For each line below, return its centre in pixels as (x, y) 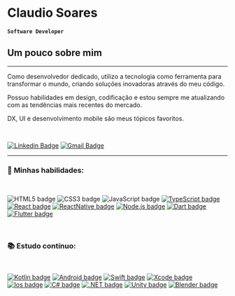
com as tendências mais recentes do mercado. (75, 105)
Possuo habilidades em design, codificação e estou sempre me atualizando (116, 97)
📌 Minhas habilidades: (45, 170)
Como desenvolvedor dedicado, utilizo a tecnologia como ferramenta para (114, 76)
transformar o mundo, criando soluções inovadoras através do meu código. (116, 84)
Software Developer (36, 31)
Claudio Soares (52, 13)
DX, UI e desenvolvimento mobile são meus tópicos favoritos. (95, 118)
